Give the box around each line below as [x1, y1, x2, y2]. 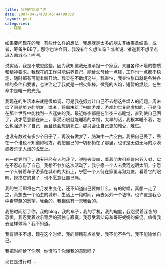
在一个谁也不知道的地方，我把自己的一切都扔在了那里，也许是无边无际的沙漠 [5, 140, 161, 146]
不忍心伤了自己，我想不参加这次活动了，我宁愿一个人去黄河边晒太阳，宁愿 [9, 162, 161, 168]
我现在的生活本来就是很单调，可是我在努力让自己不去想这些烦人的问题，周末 [5, 98, 161, 104]
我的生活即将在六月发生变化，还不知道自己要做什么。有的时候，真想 [5, 185, 144, 191]
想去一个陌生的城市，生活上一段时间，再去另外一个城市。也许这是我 [18, 192, 157, 198]
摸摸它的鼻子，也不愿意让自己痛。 [13, 175, 83, 181]
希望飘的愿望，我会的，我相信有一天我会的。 [9, 198, 100, 204]
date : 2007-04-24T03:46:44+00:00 [5, 12, 74, 17]
